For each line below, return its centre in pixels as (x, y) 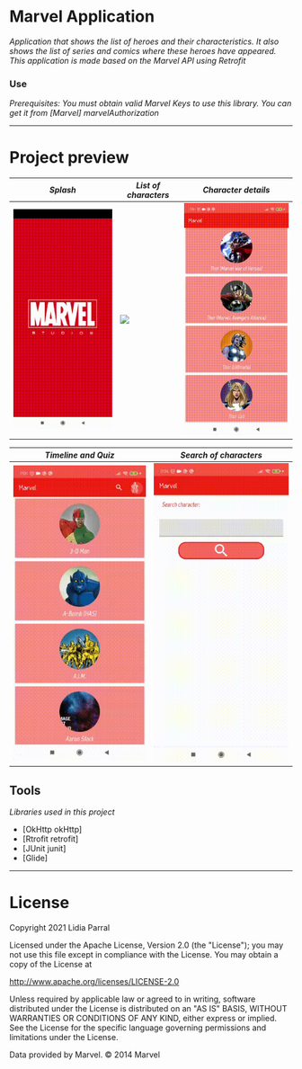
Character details (236, 190)
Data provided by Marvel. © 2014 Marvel (84, 1055)
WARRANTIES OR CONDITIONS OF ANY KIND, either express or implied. (143, 1019)
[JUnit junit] (44, 849)
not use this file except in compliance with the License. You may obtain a (144, 955)
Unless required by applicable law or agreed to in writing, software (133, 999)
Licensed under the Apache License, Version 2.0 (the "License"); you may (147, 945)
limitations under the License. (64, 1038)
